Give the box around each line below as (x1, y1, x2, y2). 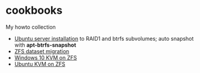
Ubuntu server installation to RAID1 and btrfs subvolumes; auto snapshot (14, 35, 194, 42)
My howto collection (5, 23, 56, 31)
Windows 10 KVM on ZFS (14, 54, 77, 61)
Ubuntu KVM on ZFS (14, 60, 65, 68)
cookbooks (5, 4, 62, 17)
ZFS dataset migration (14, 47, 70, 54)
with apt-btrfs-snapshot (14, 41, 76, 48)
